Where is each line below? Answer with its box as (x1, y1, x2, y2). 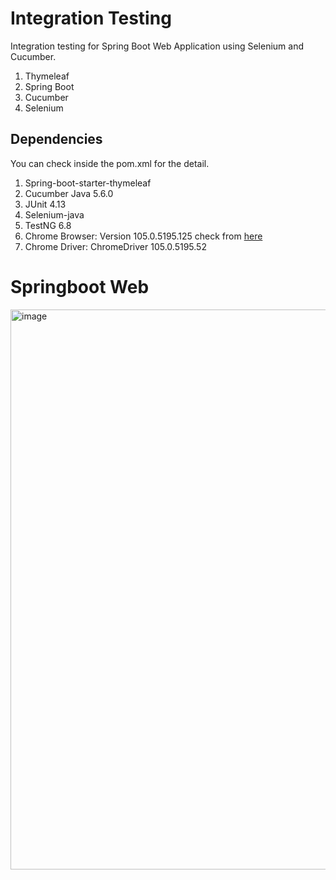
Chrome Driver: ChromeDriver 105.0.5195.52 (24, 240, 207, 252)
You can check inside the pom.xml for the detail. (10, 157, 210, 169)
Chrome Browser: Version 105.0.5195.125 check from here (24, 230, 263, 242)
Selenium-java (24, 208, 85, 221)
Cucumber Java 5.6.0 (24, 187, 114, 199)
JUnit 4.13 (24, 198, 67, 210)
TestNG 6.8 (24, 219, 72, 231)
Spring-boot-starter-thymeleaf (24, 177, 152, 189)
